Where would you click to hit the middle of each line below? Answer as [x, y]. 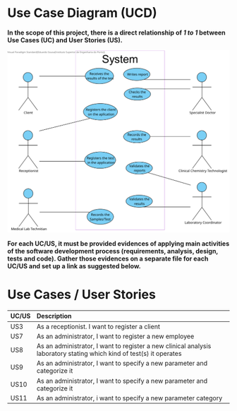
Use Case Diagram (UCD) [82, 13]
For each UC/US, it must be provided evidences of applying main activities [119, 243]
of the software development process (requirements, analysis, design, [113, 251]
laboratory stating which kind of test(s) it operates [109, 354]
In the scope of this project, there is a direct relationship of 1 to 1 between [116, 32]
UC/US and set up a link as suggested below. [74, 266]
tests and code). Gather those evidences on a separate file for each [108, 258]
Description [54, 316]
